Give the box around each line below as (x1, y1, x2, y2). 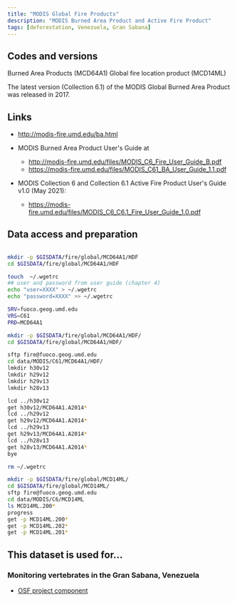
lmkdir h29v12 (7, 371, 50, 378)
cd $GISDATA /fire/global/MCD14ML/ (7, 482, 110, 490)
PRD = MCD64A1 (7, 318, 43, 326)
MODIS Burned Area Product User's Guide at (17, 144, 149, 152)
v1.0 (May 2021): (17, 187, 66, 194)
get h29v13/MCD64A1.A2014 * (7, 430, 88, 438)
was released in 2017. (7, 90, 70, 99)
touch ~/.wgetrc (7, 273, 59, 280)
